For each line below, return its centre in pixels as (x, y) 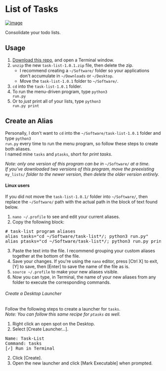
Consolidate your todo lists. (33, 32)
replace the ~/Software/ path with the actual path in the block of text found (82, 202)
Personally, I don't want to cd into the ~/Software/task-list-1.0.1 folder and (83, 133)
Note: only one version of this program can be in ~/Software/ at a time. (77, 163)
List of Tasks (32, 9)
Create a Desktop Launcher (33, 294)
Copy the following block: (38, 222)
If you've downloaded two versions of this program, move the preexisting (80, 169)
